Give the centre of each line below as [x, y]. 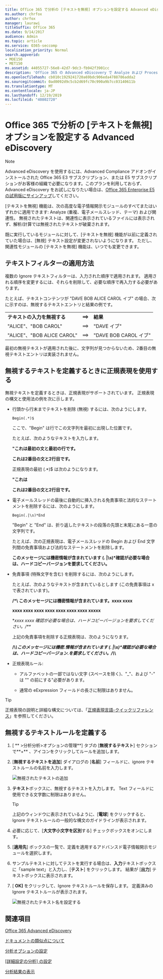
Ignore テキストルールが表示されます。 [51, 892]
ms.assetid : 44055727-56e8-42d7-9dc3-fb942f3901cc [57, 68]
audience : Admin [21, 37]
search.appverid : [23, 55]
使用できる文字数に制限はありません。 [50, 794]
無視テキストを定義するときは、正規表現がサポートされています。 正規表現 [80, 392]
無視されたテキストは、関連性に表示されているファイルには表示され [87, 218]
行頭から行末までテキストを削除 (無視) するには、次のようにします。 [81, 409]
